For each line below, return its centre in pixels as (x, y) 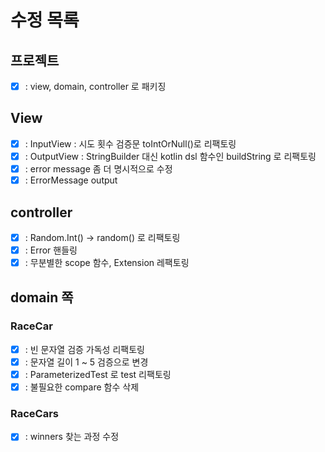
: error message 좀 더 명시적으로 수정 (98, 169)
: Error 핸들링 (51, 250)
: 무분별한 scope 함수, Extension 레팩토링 (107, 263)
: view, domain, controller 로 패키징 (95, 86)
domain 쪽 (42, 297)
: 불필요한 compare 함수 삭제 (82, 387)
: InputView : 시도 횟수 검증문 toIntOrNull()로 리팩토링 (130, 143)
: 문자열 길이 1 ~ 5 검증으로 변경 (86, 362)
